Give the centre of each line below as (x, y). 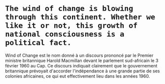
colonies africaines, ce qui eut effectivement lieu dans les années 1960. (78, 76)
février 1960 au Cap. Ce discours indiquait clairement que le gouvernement (81, 65)
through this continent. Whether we (80, 17)
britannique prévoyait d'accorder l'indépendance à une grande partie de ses (82, 71)
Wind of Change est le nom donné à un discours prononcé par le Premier (79, 55)
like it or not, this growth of (71, 26)
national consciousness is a (65, 34)
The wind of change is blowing (69, 9)
